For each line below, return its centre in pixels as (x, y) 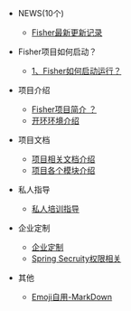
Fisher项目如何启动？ (57, 52)
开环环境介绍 (55, 121)
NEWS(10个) (41, 13)
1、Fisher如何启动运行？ (76, 71)
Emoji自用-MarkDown (72, 297)
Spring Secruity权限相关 (76, 259)
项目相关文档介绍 (63, 159)
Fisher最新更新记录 (67, 33)
